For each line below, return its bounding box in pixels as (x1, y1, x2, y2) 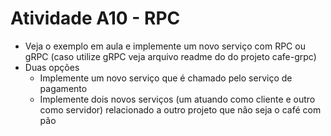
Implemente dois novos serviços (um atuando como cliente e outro (39, 93, 316, 105)
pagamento (39, 82, 88, 94)
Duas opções (24, 61, 80, 73)
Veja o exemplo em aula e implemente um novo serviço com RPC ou (24, 40, 306, 52)
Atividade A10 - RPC (10, 7, 181, 30)
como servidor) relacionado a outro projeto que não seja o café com (39, 103, 322, 116)
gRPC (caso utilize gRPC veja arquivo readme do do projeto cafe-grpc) (24, 50, 317, 62)
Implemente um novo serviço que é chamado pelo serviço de (39, 72, 293, 84)
